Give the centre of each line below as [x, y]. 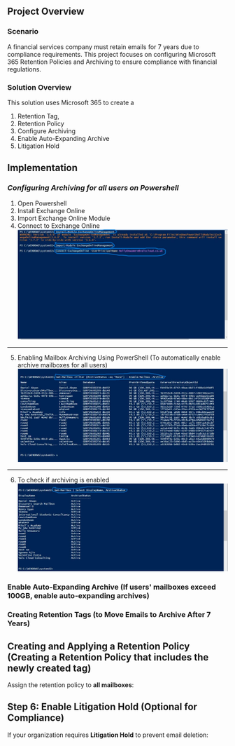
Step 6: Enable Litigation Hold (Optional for [102, 707]
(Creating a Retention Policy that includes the [108, 657]
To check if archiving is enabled [63, 480]
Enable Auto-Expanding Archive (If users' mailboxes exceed [112, 587]
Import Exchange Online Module [64, 218]
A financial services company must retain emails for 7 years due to [103, 47]
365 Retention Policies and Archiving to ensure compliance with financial [112, 62]
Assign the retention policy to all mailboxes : [71, 685]
